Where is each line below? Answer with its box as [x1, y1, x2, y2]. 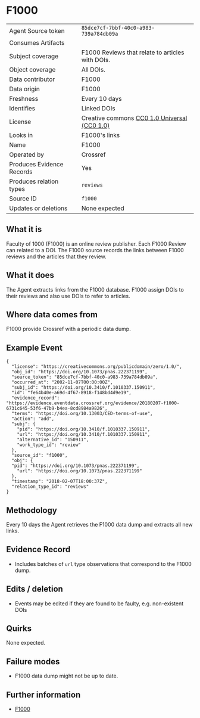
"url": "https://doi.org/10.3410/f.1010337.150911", [17, 432, 151, 438]
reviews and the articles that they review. [6, 253, 107, 260]
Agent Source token [9, 26, 65, 35]
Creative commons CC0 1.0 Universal [81, 114, 187, 122]
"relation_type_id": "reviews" [11, 484, 89, 490]
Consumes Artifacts [9, 38, 65, 47]
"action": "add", [11, 416, 55, 422]
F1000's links [81, 131, 120, 139]
